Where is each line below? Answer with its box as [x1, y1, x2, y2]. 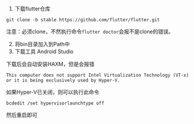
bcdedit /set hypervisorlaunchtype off [6, 100, 105, 106]
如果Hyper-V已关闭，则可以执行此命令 [6, 89, 99, 96]
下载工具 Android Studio [14, 48, 74, 55]
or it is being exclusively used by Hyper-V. [6, 77, 120, 83]
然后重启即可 [6, 112, 37, 118]
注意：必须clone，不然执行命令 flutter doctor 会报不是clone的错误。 [6, 28, 174, 35]
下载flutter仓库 [14, 5, 51, 12]
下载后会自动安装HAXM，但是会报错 [6, 61, 95, 67]
